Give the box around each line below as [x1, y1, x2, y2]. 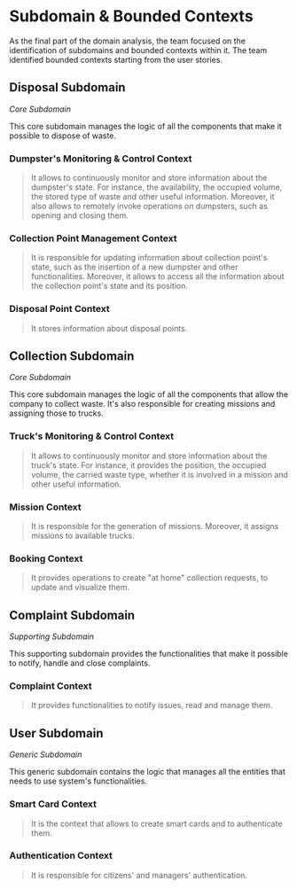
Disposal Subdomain [9, 80, 126, 95]
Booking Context [9, 552, 83, 565]
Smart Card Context [9, 798, 98, 810]
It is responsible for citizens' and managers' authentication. [30, 870, 248, 880]
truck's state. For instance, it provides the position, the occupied [30, 459, 267, 471]
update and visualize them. [30, 582, 130, 593]
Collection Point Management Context [9, 232, 177, 245]
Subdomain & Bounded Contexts [9, 6, 254, 27]
